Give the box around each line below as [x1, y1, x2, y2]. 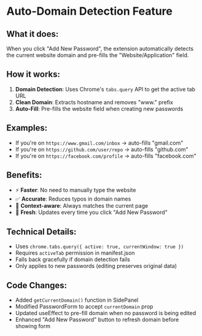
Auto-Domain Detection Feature [6, 4, 173, 18]
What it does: [6, 29, 59, 39]
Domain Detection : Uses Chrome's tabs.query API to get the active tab [15, 85, 195, 93]
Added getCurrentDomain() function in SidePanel [15, 296, 139, 304]
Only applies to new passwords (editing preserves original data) [15, 262, 177, 270]
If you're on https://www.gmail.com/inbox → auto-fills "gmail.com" [15, 139, 184, 147]
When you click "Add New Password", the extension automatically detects [6, 45, 194, 52]
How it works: [6, 69, 60, 80]
